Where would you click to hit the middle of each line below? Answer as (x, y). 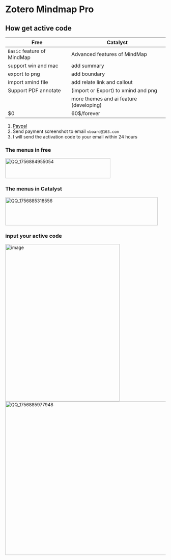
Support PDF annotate (34, 90)
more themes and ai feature (104, 99)
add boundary (88, 74)
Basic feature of (27, 51)
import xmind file (28, 82)
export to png (24, 74)
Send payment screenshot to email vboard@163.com (66, 131)
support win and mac (33, 66)
